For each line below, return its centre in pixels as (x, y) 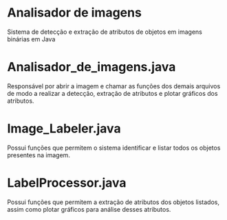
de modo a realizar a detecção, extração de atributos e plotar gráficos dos (112, 93)
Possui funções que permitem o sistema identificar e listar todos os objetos (114, 148)
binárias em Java (31, 39)
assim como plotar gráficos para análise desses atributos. (89, 209)
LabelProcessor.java (67, 183)
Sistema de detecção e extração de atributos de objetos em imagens (105, 32)
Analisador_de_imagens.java (91, 67)
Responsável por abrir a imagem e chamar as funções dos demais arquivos (114, 86)
